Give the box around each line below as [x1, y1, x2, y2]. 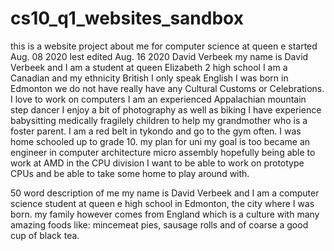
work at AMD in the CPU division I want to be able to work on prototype [10, 157, 305, 169]
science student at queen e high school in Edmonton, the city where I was [10, 197, 315, 209]
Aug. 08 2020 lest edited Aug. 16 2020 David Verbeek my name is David [10, 50, 309, 62]
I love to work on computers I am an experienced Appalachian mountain [10, 93, 307, 105]
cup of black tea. [10, 229, 80, 241]
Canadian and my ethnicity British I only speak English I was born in [10, 72, 289, 84]
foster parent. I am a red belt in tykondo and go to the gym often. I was [10, 125, 302, 137]
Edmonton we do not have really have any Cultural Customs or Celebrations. [10, 82, 325, 94]
